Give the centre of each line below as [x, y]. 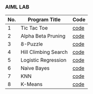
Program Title [44, 20]
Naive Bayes [35, 68]
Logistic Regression [44, 60]
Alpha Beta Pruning [43, 36]
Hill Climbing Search [44, 52]
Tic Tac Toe [34, 28]
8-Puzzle [32, 44]
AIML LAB [17, 7]
